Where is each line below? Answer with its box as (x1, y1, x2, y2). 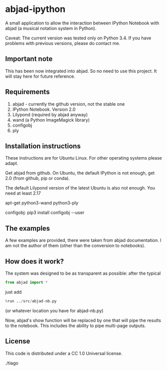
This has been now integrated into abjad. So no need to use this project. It (5, 68, 157, 74)
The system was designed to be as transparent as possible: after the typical (5, 270, 161, 276)
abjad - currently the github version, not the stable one (12, 101, 125, 107)
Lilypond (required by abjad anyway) (12, 111, 88, 118)
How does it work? (5, 257, 64, 265)
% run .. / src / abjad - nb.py (5, 298, 57, 304)
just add (5, 289, 22, 295)
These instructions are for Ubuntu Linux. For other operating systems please (5, 155, 162, 161)
